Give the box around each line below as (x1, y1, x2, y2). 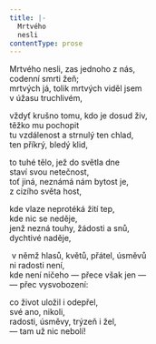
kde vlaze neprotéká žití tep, (9, 204, 115, 215)
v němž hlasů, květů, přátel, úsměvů (11, 250, 147, 261)
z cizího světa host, (9, 186, 83, 197)
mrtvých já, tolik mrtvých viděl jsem (9, 83, 142, 94)
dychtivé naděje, (9, 233, 72, 244)
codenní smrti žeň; (9, 74, 80, 85)
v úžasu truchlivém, (9, 93, 83, 104)
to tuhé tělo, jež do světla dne (9, 157, 121, 168)
